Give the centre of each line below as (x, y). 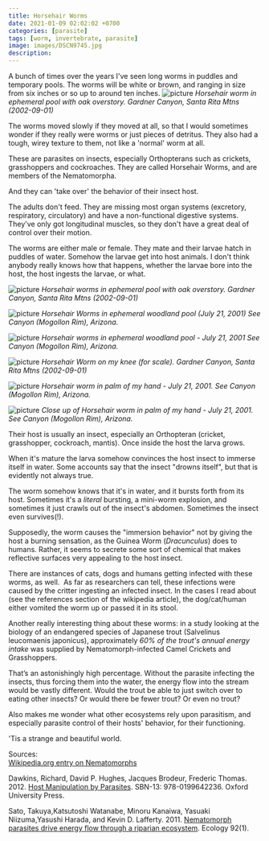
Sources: (23, 754)
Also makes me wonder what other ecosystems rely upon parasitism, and (130, 714)
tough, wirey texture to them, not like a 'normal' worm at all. (107, 143)
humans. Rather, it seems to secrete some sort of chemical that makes (124, 549)
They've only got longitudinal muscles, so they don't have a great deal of (129, 224)
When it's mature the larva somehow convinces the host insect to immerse (132, 458)
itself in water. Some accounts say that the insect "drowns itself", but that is (133, 467)
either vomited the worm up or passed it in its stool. (93, 608)
